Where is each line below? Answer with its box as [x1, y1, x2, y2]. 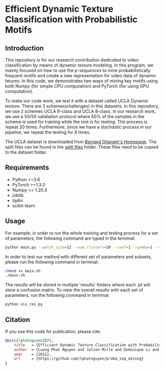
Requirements [5, 163, 49, 172]
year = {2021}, [14, 352, 52, 357]
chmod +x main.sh [5, 268, 41, 274]
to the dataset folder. [5, 149, 48, 155]
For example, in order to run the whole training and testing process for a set [5, 230, 158, 236]
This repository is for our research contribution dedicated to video [5, 57, 139, 62]
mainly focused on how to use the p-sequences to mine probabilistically [5, 67, 151, 73]
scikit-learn [12, 203, 35, 209]
